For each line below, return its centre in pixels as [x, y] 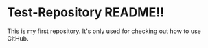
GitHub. [18, 38]
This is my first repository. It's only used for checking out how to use [104, 31]
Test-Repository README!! [86, 13]
